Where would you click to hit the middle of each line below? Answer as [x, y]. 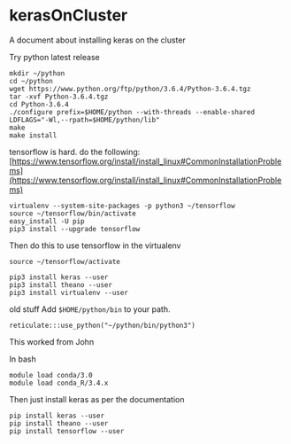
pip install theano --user [59, 423]
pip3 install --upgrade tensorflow [75, 229]
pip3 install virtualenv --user [69, 292]
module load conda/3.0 [51, 375]
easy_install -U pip [47, 221]
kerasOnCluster [69, 16]
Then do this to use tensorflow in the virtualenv [95, 245]
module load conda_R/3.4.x [59, 383]
